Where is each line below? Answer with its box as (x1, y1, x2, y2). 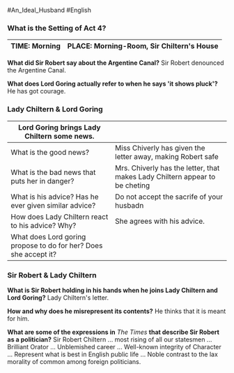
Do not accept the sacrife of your (114, 192, 224, 201)
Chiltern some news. (24, 131, 95, 141)
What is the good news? (10, 147, 89, 157)
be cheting (114, 181, 150, 190)
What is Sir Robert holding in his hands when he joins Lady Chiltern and (7, 286, 218, 294)
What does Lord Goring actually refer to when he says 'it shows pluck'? (7, 79, 218, 88)
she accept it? (10, 249, 57, 259)
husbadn (114, 200, 144, 210)
